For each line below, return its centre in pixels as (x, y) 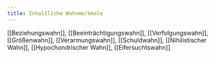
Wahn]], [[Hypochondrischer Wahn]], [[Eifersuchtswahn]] (89, 47)
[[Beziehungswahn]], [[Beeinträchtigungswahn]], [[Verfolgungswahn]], (108, 33)
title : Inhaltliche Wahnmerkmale (55, 13)
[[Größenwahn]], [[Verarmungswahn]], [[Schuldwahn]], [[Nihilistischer (107, 40)
